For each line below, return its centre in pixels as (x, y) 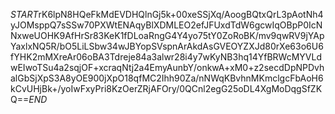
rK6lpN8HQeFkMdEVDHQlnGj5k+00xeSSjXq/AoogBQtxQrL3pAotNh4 (181, 14)
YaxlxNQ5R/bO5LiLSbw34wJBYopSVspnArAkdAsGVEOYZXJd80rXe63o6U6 (167, 46)
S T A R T (24, 14)
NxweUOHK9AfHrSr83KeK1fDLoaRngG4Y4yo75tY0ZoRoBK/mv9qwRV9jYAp (167, 35)
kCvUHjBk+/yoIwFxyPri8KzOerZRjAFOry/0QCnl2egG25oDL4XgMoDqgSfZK (166, 88)
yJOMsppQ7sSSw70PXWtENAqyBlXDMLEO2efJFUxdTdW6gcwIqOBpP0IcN (166, 25)
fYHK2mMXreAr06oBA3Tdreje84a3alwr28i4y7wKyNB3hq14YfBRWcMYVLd (166, 57)
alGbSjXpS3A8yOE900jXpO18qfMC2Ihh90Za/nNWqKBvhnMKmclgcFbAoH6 (167, 78)
